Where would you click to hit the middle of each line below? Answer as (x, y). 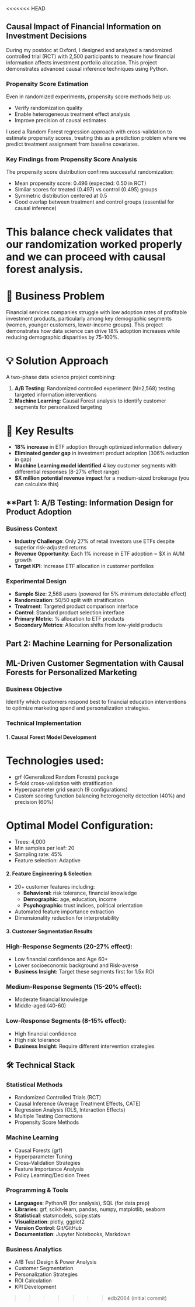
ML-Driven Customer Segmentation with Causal (95, 663)
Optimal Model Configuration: (80, 826)
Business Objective (34, 689)
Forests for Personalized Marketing (72, 673)
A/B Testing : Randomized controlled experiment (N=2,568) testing (95, 388)
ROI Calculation (33, 1281)
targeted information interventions (56, 395)
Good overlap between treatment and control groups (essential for (94, 202)
